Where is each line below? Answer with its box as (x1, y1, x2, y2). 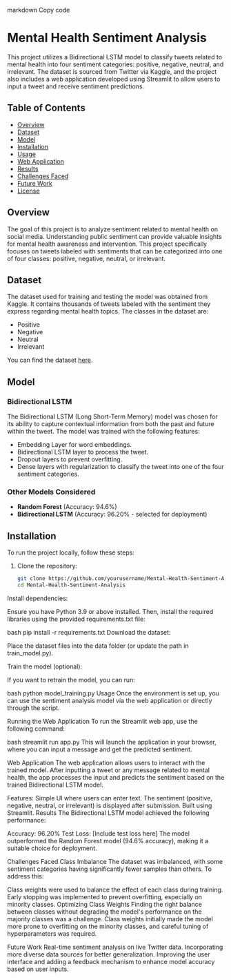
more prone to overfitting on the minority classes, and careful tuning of (7, 922, 209, 930)
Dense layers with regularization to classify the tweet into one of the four (17, 463, 224, 471)
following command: (7, 724, 66, 733)
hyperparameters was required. (7, 929, 97, 938)
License (17, 186, 40, 195)
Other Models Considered (7, 487, 96, 497)
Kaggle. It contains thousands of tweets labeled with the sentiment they (7, 300, 211, 308)
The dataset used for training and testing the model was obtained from (7, 293, 208, 301)
